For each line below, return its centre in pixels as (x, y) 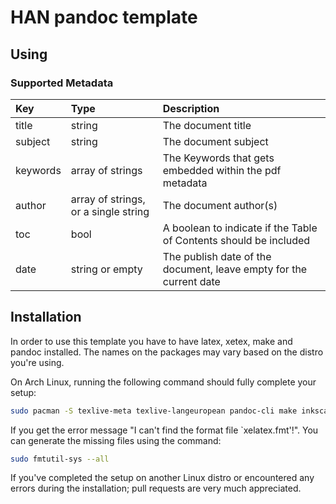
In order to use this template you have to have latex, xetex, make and (151, 341)
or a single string (110, 211)
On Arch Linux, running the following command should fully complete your (163, 382)
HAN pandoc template (104, 17)
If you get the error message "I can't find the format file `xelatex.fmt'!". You (164, 430)
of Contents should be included (236, 240)
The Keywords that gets (218, 158)
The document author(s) (220, 205)
